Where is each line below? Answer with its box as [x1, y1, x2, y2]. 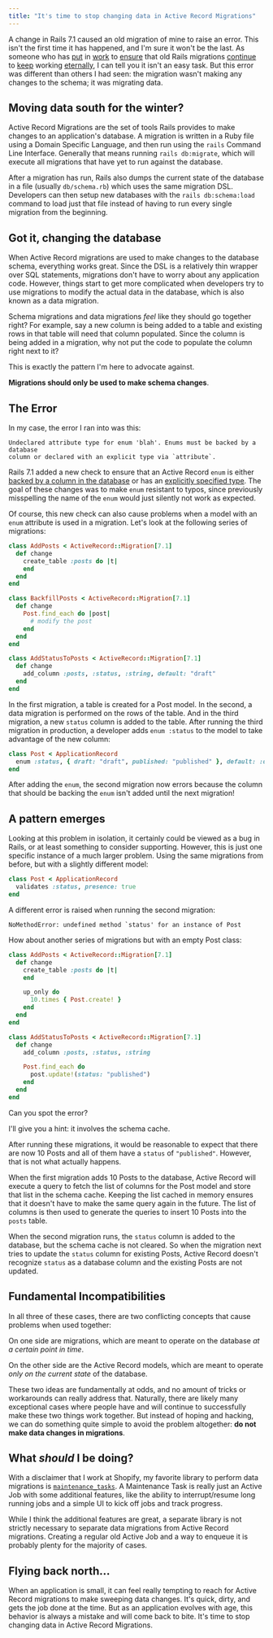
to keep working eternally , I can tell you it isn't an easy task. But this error [8, 60, 254, 70]
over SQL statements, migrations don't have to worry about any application [8, 270, 260, 280]
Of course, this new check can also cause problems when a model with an [8, 509, 258, 519]
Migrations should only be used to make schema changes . [8, 378, 210, 387]
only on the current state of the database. [8, 1369, 148, 1378]
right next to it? [8, 347, 59, 356]
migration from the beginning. [8, 207, 108, 217]
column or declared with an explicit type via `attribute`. [8, 453, 217, 461]
